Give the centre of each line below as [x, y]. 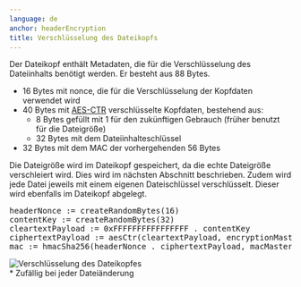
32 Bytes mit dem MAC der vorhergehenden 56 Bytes [121, 148]
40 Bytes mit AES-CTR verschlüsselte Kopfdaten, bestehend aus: [143, 110]
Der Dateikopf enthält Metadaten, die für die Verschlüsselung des [130, 64]
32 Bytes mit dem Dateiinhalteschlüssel [108, 139]
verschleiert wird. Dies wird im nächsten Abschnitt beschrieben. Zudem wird [150, 175]
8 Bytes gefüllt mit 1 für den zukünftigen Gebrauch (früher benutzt [158, 120]
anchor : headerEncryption [57, 28]
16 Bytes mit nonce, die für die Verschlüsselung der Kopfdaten [138, 91]
